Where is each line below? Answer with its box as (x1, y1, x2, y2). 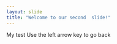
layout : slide (6, 8, 43, 15)
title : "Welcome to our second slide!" (6, 14, 111, 20)
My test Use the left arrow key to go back (6, 31, 111, 38)
